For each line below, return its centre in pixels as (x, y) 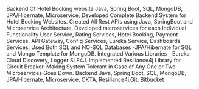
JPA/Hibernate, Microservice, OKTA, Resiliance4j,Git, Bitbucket (85, 79)
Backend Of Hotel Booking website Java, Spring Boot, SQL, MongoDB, (95, 9)
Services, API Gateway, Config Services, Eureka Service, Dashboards (93, 41)
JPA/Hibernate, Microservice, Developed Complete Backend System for (96, 15)
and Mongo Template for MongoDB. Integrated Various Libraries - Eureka (98, 54)
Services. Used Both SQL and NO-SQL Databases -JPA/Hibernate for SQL (99, 47)
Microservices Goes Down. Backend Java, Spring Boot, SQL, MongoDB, (96, 73)
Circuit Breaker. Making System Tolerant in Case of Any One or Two (91, 67)
